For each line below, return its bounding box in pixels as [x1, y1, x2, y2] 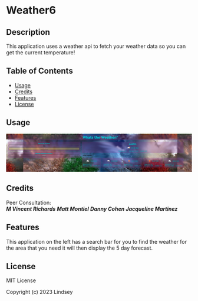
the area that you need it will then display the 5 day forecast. [6, 244, 153, 251]
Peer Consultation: [6, 199, 51, 206]
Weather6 [6, 4, 56, 17]
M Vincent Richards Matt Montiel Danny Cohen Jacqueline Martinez [6, 205, 178, 212]
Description [6, 27, 50, 37]
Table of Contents [6, 66, 74, 76]
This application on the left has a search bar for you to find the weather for [6, 238, 187, 245]
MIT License [6, 277, 37, 284]
